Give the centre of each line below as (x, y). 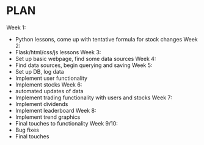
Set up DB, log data (39, 71)
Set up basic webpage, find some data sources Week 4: (86, 58)
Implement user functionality (51, 78)
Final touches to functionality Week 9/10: (66, 123)
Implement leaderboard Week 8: (56, 110)
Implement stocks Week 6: (49, 84)
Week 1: (16, 27)
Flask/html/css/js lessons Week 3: (58, 52)
